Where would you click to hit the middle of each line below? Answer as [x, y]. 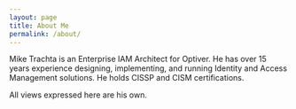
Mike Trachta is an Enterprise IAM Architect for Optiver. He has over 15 [138, 59]
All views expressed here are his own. [78, 95]
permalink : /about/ [45, 34]
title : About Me [39, 26]
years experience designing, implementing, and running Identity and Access [148, 68]
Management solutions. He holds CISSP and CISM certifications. [127, 78]
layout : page [33, 17]
